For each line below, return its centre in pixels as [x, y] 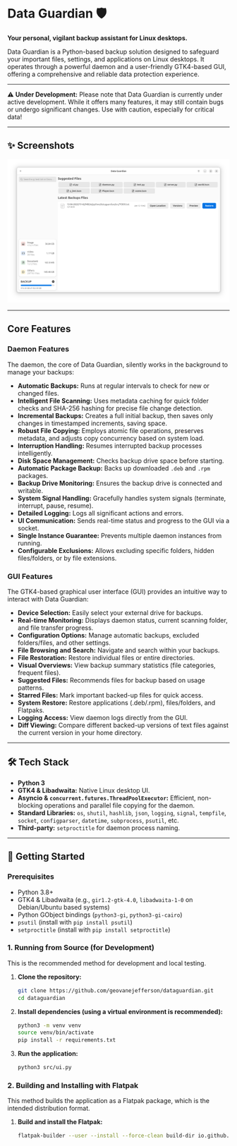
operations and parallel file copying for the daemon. [120, 805]
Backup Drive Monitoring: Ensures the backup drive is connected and [120, 483]
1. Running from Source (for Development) [81, 948]
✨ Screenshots [41, 146]
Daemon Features [38, 349]
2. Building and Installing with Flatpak [73, 1085]
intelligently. [35, 453]
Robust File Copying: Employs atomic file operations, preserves [111, 430]
